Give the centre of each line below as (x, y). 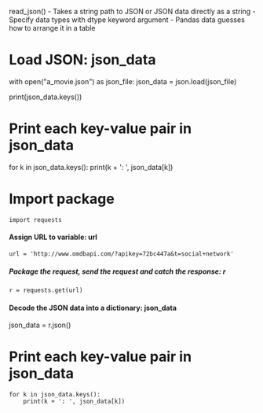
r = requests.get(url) (46, 290)
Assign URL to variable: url (53, 237)
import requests (35, 219)
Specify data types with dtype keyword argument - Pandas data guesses (127, 20)
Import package (62, 199)
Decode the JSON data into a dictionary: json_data (93, 308)
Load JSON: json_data (82, 60)
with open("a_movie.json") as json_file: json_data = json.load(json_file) (123, 81)
